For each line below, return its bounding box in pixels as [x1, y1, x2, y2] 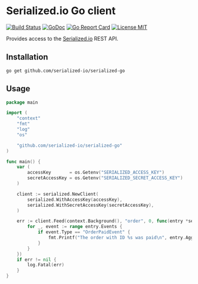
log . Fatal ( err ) [27, 262, 65, 268]
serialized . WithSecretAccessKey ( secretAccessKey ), [27, 202, 154, 208]
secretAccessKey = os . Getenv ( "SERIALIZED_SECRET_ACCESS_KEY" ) [27, 175, 183, 181]
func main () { [6, 158, 41, 164]
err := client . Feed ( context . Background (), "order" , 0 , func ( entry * [16, 218, 189, 224]
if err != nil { [16, 256, 57, 263]
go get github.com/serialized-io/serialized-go [6, 68, 126, 74]
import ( [6, 110, 28, 116]
